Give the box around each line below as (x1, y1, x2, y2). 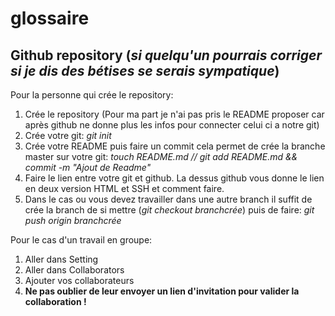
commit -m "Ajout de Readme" (24, 162, 152, 173)
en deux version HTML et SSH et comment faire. (24, 183, 225, 194)
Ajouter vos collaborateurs (24, 275, 135, 286)
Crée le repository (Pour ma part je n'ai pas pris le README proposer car (24, 108, 325, 120)
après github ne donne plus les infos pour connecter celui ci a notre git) (24, 119, 320, 131)
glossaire (10, 7, 90, 30)
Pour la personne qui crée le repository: (10, 89, 174, 101)
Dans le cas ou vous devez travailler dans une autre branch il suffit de (24, 193, 313, 205)
